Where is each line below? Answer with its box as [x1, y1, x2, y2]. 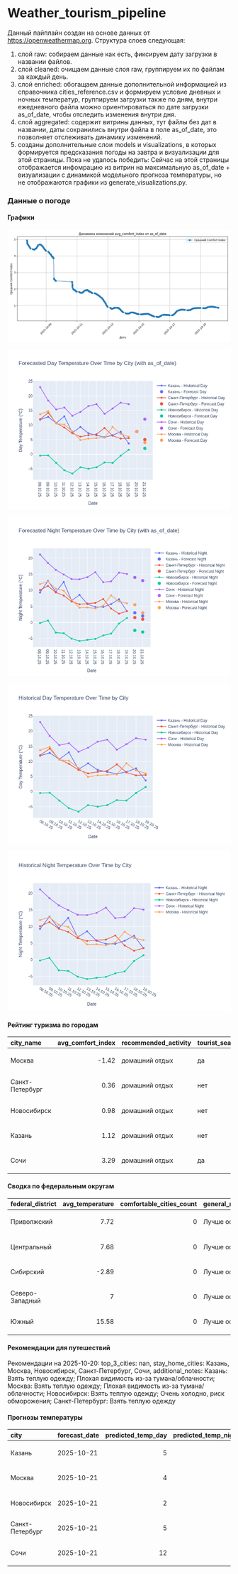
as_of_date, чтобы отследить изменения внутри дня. [17, 110, 176, 119]
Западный [10, 1296, 41, 1305]
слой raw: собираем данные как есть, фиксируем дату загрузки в [17, 50, 217, 58]
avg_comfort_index [57, 1038, 115, 1047]
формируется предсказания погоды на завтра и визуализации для [17, 148, 220, 156]
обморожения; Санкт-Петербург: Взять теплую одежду [7, 1397, 176, 1406]
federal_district [10, 1200, 57, 1208]
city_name [10, 1038, 42, 1047]
